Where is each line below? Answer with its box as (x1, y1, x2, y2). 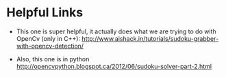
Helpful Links (6, 5, 84, 20)
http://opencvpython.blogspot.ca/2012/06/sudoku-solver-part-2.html (16, 62, 212, 70)
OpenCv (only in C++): (16, 34, 80, 42)
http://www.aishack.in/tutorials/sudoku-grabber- (81, 34, 219, 42)
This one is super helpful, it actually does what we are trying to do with (16, 27, 216, 35)
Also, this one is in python (16, 55, 90, 63)
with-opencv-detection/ (16, 42, 84, 50)
